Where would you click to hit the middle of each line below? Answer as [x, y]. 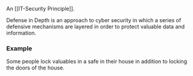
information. [21, 33]
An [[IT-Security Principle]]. [40, 9]
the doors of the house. [35, 68]
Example [19, 48]
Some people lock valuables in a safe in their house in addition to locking [97, 62]
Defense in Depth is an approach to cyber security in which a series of [94, 20]
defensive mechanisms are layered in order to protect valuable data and [96, 27]
